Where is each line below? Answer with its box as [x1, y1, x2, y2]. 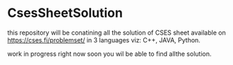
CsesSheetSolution [7, 5, 124, 21]
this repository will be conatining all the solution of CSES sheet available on [7, 28, 226, 37]
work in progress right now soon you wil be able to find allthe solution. [7, 49, 212, 58]
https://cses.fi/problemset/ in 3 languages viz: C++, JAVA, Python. [7, 35, 201, 44]
